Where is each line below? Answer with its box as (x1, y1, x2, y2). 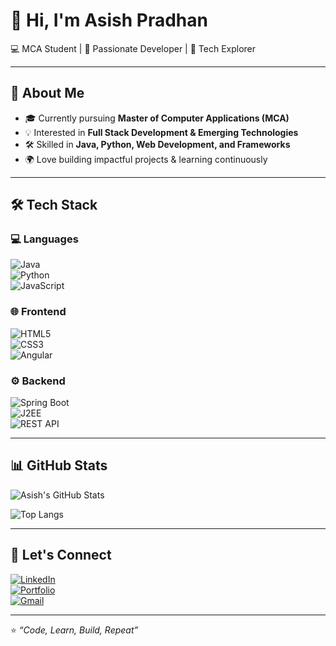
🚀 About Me (10, 85, 85, 102)
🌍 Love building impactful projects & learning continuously (24, 153, 268, 165)
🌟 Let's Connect (10, 547, 112, 564)
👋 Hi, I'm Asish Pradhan (10, 9, 208, 32)
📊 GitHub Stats (10, 457, 108, 474)
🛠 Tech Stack (10, 197, 98, 214)
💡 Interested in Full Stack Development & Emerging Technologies (24, 126, 299, 138)
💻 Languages (10, 232, 79, 246)
